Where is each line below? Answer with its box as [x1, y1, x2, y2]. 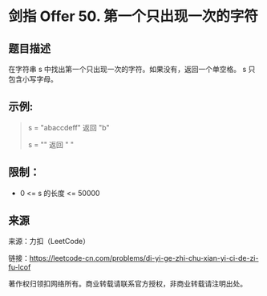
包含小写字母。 [8, 74, 58, 84]
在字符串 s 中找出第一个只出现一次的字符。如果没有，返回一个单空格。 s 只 [8, 65, 256, 74]
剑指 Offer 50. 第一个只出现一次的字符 [8, 7, 259, 26]
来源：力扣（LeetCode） [8, 237, 91, 246]
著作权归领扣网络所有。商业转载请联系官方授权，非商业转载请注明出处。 [8, 279, 247, 289]
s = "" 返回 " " [27, 139, 75, 149]
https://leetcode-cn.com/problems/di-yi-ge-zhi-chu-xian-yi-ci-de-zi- [29, 254, 259, 263]
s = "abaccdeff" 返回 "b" [27, 122, 110, 132]
